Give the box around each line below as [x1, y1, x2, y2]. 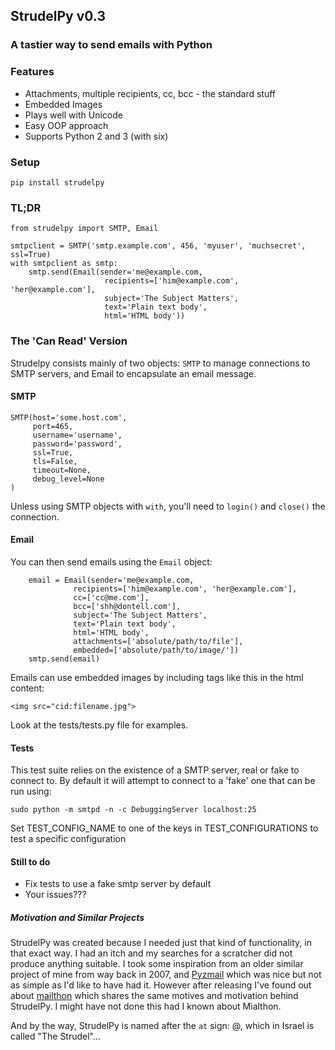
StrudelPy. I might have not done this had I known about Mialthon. [10, 1000, 282, 1013]
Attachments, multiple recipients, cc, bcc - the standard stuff [24, 87, 277, 99]
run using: [10, 785, 52, 798]
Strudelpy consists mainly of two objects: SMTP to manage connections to [10, 357, 311, 369]
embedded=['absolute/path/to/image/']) [73, 645, 240, 655]
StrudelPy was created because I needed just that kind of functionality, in [10, 937, 312, 949]
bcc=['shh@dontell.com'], [73, 601, 182, 611]
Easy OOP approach [24, 119, 109, 131]
